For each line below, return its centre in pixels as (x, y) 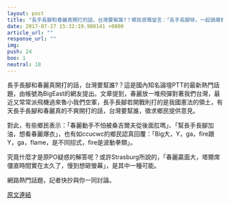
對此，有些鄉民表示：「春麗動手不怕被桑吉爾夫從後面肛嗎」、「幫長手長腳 (107, 125)
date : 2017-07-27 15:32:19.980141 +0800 (66, 26)
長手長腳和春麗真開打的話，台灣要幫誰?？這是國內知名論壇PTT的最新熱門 (111, 85)
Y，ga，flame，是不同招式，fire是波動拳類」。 (72, 142)
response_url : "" (32, 39)
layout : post (26, 13)
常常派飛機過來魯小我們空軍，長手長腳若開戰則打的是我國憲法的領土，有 (121, 102)
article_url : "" (30, 33)
